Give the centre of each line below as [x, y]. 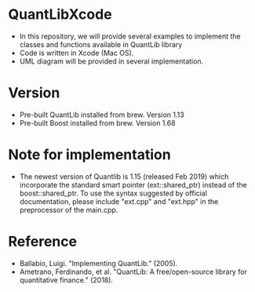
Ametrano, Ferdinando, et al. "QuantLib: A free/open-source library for [133, 272]
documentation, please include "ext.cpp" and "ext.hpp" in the [119, 201]
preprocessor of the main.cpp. [69, 210]
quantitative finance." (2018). [66, 279]
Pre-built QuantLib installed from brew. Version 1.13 [102, 115]
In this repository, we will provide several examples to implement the [130, 36]
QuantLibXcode [60, 15]
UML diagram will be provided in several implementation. [111, 61]
